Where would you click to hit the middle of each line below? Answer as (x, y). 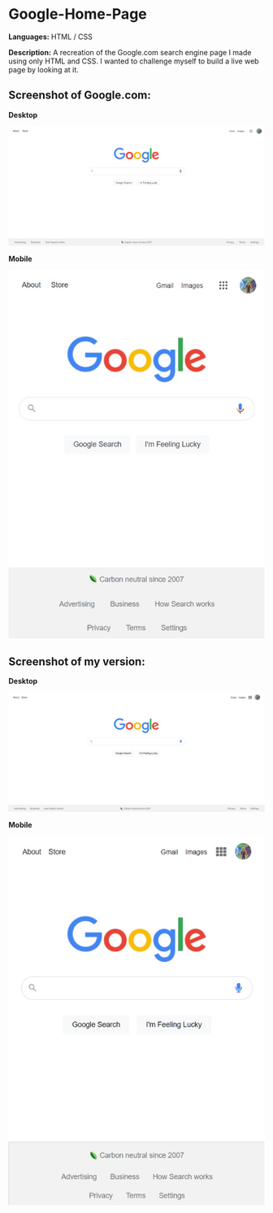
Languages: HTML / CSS (51, 37)
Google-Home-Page (78, 14)
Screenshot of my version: (77, 661)
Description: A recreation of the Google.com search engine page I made (130, 52)
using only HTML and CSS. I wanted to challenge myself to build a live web (134, 61)
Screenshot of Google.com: (80, 96)
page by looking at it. (43, 69)
